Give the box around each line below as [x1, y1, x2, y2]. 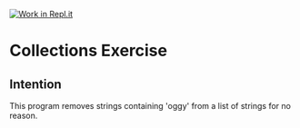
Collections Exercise [9, 41, 168, 61]
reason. [9, 110, 38, 121]
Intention [9, 76, 62, 92]
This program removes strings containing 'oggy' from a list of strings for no [9, 101, 291, 111]
